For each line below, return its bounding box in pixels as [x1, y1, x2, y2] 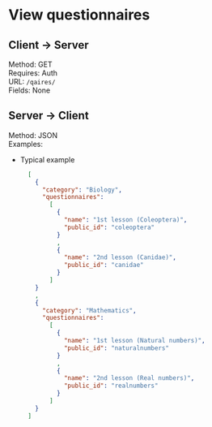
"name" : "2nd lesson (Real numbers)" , [63, 374, 195, 382]
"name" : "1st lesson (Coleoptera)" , [63, 216, 188, 224]
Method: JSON [8, 130, 58, 140]
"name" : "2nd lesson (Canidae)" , [63, 253, 176, 261]
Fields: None [8, 85, 51, 95]
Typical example [19, 154, 75, 164]
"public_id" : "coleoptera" [63, 223, 155, 231]
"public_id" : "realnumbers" [63, 382, 159, 390]
